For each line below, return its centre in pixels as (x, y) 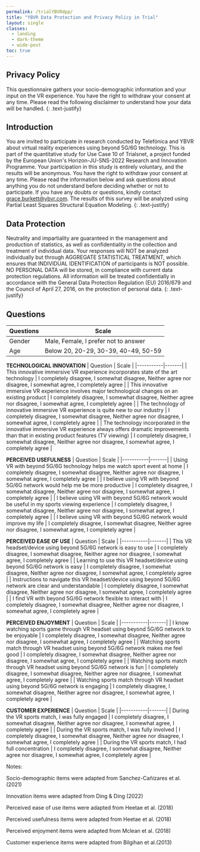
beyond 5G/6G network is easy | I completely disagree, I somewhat (88, 567)
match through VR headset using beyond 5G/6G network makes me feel (94, 648)
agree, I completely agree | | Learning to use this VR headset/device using (97, 560)
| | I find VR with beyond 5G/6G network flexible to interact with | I (87, 598)
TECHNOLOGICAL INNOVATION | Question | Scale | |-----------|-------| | (97, 366)
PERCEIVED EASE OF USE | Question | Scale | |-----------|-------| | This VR (99, 541)
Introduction (30, 127)
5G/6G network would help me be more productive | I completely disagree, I (99, 485)
